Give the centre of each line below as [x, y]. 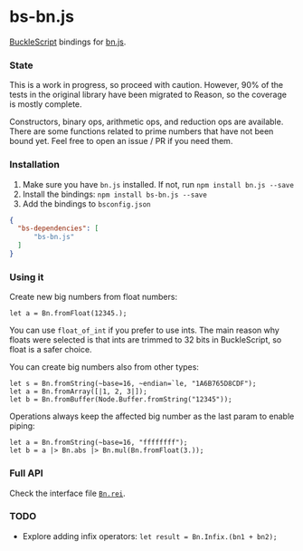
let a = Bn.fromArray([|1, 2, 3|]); [78, 391]
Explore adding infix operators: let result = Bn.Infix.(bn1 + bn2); [150, 536]
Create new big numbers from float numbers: [94, 297]
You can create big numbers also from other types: [104, 367]
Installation [35, 165]
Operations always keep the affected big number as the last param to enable [152, 416]
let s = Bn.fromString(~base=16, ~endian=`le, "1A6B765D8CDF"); [133, 384]
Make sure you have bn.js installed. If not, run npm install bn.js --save [158, 184]
